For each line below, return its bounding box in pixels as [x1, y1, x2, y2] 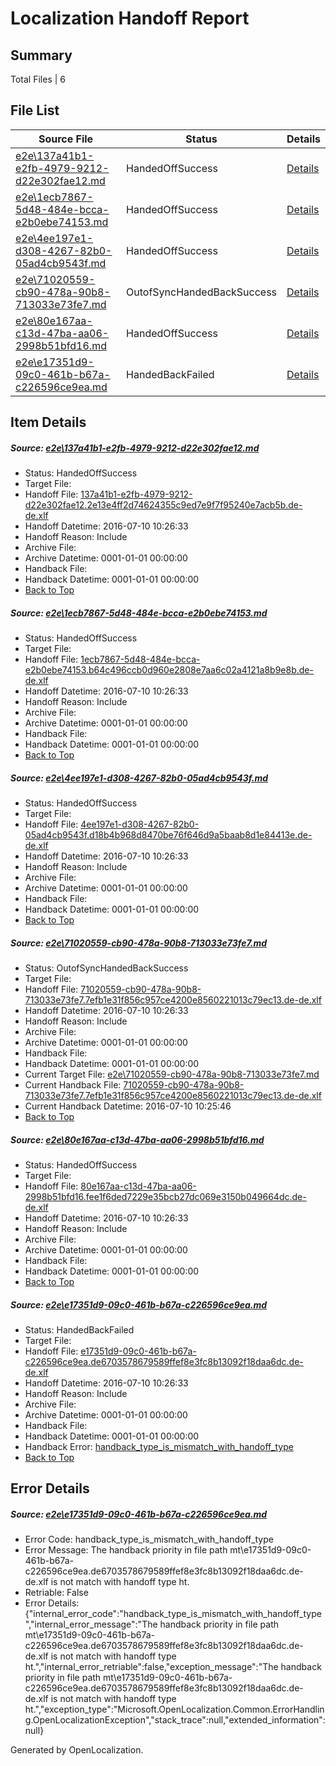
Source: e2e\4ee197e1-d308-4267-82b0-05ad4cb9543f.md [10, 772, 269, 784]
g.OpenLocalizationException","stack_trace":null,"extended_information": [24, 1714, 326, 1726]
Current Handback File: [24, 1079, 122, 1091]
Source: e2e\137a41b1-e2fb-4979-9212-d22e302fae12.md [10, 442, 260, 454]
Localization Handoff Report [10, 7, 250, 30]
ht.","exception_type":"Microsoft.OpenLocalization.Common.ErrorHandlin [24, 1703, 325, 1716]
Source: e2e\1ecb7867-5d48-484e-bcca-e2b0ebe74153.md [10, 607, 268, 619]
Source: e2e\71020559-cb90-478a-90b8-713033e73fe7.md [10, 937, 268, 949]
